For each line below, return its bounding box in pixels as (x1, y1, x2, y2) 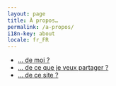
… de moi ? (17, 56, 50, 64)
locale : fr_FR (7, 37, 50, 44)
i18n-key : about (7, 30, 55, 37)
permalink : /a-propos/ (7, 23, 74, 30)
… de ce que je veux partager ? (17, 63, 109, 72)
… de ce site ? (17, 71, 59, 80)
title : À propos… (7, 17, 59, 24)
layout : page (7, 10, 46, 18)
